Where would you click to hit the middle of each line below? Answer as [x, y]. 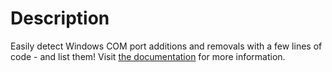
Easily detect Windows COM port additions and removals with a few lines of [166, 46]
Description [60, 18]
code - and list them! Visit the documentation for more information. [148, 56]
